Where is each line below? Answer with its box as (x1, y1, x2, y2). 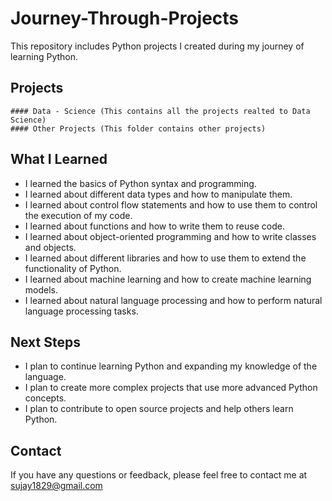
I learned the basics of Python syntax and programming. (24, 177, 257, 189)
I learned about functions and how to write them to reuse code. (24, 220, 285, 232)
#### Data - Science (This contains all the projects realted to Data (10, 106, 311, 116)
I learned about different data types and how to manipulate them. (24, 188, 293, 200)
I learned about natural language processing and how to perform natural (24, 294, 323, 306)
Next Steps (10, 333, 81, 351)
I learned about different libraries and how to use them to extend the (24, 252, 307, 264)
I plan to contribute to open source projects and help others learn (24, 403, 294, 415)
